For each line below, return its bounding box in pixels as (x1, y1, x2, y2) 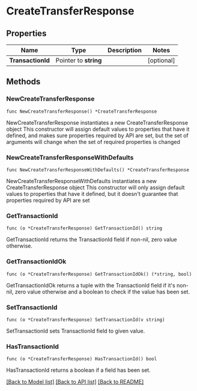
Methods (6, 77, 41, 87)
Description (108, 46, 142, 54)
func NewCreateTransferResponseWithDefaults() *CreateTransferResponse (6, 167, 189, 173)
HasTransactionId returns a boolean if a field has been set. (6, 366, 151, 374)
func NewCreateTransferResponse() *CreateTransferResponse (6, 108, 157, 114)
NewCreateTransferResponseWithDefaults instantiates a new (6, 177, 157, 184)
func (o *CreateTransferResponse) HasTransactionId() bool (6, 356, 157, 362)
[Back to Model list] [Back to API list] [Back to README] (6, 378, 144, 386)
